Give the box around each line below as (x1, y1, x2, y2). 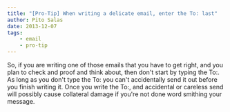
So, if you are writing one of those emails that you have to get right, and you (7, 61, 223, 69)
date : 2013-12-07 (7, 23, 57, 30)
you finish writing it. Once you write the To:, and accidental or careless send (7, 83, 224, 91)
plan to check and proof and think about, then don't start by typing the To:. (7, 68, 220, 76)
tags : (7, 29, 23, 36)
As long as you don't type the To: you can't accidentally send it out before (7, 76, 218, 83)
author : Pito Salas (7, 16, 64, 23)
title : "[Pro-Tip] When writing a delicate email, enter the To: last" (7, 10, 218, 17)
